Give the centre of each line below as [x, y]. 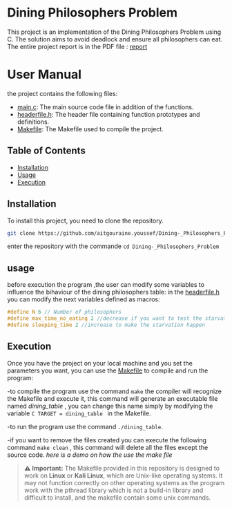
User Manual [44, 75]
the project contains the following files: [62, 93]
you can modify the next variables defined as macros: [84, 299]
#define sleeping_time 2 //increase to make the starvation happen [106, 325]
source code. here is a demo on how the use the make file [90, 455]
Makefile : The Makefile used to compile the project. [90, 129]
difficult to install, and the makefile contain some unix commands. [117, 497]
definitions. [33, 122]
